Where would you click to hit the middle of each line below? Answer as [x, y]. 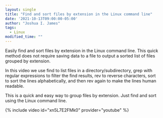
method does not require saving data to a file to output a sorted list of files [80, 56]
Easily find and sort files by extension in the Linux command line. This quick [82, 50]
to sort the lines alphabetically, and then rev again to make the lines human [81, 80]
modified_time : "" [24, 37]
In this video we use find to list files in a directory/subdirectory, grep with [79, 70]
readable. [15, 86]
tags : [11, 28]
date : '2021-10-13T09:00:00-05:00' [41, 19]
